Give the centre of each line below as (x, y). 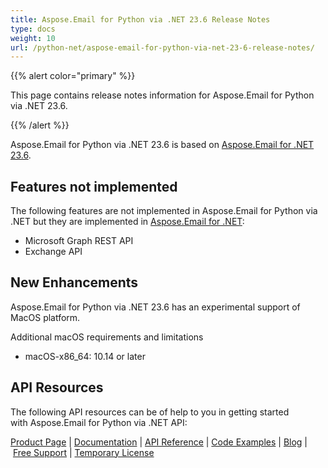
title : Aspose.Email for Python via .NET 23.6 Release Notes (140, 19)
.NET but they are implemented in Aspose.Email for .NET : (127, 222)
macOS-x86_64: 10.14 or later (85, 356)
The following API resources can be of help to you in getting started (150, 412)
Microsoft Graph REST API (79, 241)
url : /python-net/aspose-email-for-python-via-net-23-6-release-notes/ (162, 47)
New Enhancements (74, 282)
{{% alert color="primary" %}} (73, 76)
